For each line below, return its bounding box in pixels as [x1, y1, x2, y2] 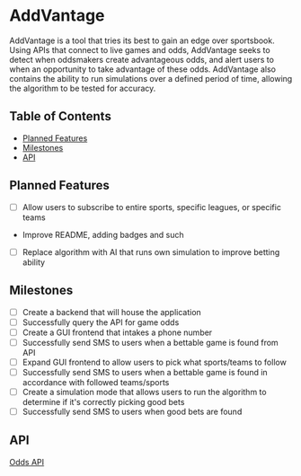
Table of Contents [9, 109, 112, 124]
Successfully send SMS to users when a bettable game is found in [22, 366, 268, 377]
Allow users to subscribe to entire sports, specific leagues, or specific [22, 201, 281, 212]
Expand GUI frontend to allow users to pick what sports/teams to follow [22, 357, 288, 367]
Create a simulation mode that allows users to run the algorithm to [22, 386, 267, 397]
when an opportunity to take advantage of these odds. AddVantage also [9, 64, 277, 75]
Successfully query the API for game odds [22, 316, 180, 328]
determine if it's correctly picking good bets [22, 396, 185, 407]
